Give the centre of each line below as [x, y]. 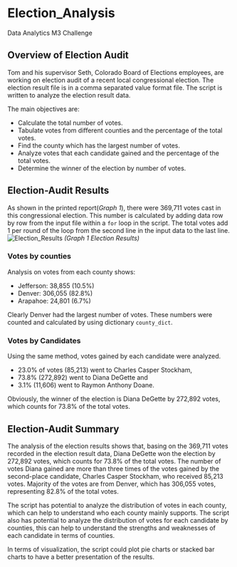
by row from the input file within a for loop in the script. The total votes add [118, 223]
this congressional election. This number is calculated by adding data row [115, 215]
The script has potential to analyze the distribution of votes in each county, [117, 505]
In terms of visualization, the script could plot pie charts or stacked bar [111, 549]
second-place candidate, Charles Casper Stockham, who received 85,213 [116, 476]
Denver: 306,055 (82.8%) [55, 293]
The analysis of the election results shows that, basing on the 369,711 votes [118, 446]
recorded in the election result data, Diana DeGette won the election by [111, 453]
